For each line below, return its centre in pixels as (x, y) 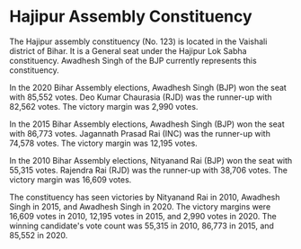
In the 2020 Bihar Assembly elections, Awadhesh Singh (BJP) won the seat (148, 87)
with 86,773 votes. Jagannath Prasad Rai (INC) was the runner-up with (140, 133)
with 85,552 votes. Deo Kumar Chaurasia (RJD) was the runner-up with (141, 97)
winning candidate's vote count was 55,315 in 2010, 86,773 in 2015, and (142, 226)
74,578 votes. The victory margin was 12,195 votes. (103, 143)
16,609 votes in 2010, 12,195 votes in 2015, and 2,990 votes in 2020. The (143, 216)
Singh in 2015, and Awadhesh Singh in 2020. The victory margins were (140, 206)
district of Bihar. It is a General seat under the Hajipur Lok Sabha (128, 50)
